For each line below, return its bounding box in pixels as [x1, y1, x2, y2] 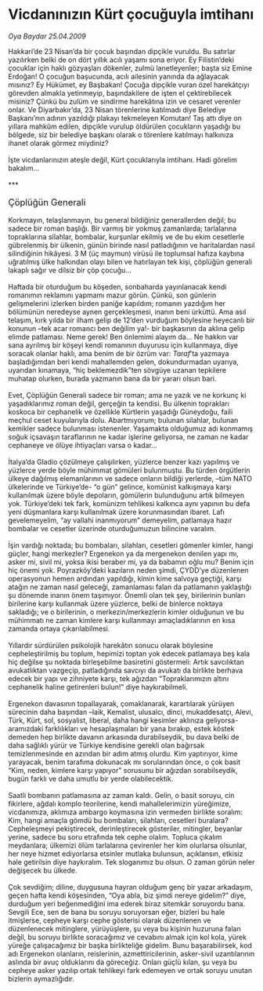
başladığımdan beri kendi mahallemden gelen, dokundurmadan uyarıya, [8, 357, 239, 366]
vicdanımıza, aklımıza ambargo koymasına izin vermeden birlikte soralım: [8, 807, 243, 817]
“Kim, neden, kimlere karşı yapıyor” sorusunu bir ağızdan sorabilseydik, [8, 765, 239, 774]
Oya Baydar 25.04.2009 [8, 31, 86, 41]
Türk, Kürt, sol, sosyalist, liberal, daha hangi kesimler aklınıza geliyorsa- [8, 716, 239, 725]
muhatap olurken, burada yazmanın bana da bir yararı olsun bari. [8, 373, 217, 383]
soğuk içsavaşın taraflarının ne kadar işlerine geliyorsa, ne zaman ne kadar [8, 432, 249, 441]
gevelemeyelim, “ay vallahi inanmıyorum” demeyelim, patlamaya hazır [8, 516, 232, 525]
